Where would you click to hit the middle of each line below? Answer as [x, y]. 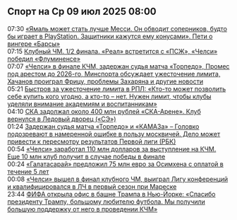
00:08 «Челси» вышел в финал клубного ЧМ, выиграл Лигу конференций [118, 179]
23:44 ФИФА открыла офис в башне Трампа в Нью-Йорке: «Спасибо [111, 194]
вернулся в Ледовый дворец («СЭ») [62, 119]
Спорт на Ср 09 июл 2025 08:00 [82, 12]
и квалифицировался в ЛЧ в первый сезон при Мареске [92, 186]
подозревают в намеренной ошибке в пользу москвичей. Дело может [114, 134]
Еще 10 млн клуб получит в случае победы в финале [86, 156]
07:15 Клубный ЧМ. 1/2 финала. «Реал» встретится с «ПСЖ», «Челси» [113, 51]
